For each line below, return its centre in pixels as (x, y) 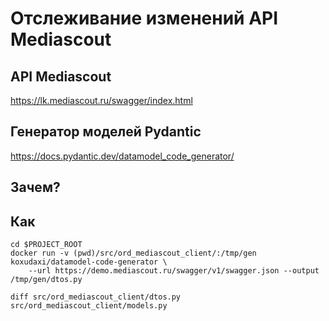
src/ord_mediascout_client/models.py (89, 306)
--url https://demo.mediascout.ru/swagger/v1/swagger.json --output (174, 271)
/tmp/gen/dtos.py (46, 280)
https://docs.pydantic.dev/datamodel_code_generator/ (122, 156)
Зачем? (35, 187)
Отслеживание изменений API (144, 18)
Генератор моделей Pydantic (106, 132)
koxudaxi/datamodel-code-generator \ (89, 262)
